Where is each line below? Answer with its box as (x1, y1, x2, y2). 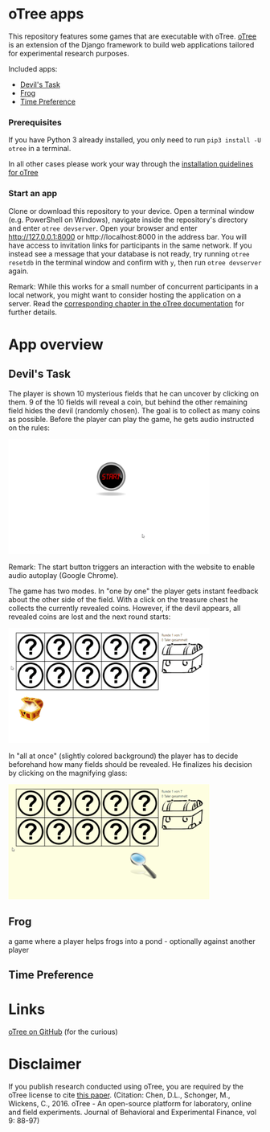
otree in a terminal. (8, 144, 72, 154)
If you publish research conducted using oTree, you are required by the (8, 1082, 243, 1092)
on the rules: (8, 423, 51, 433)
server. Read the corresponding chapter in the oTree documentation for (8, 298, 245, 308)
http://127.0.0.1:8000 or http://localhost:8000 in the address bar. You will (8, 232, 247, 241)
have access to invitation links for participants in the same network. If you (8, 240, 252, 250)
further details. (8, 307, 58, 317)
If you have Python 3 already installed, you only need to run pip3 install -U (8, 135, 261, 145)
